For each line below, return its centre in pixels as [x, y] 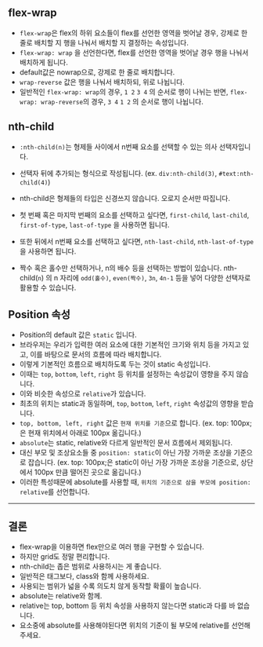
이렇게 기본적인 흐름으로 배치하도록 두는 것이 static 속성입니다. [115, 364]
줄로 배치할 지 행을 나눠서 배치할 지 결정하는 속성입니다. [104, 42]
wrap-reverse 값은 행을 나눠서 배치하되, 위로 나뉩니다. [102, 82]
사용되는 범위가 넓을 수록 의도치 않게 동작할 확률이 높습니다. [110, 586]
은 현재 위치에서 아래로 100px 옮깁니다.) [81, 433]
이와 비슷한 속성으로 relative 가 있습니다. [83, 394]
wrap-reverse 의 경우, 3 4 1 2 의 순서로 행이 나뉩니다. [122, 101]
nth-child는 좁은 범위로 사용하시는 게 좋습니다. [90, 567]
